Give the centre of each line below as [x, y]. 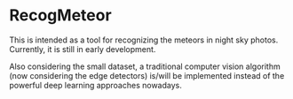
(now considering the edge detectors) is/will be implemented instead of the [147, 75]
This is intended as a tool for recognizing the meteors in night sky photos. [144, 40]
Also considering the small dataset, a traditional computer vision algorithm [145, 66]
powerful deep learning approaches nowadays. [95, 85]
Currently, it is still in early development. [83, 49]
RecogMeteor [61, 15]
